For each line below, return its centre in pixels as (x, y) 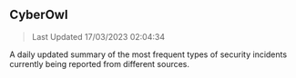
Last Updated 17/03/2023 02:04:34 (98, 36)
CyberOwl (39, 15)
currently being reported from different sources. (99, 63)
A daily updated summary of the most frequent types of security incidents (148, 54)
